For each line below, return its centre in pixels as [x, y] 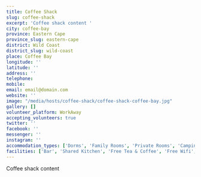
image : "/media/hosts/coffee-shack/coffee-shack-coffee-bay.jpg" [89, 101]
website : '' [21, 95]
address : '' [21, 73]
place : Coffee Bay [29, 56]
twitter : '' [21, 124]
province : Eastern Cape [36, 34]
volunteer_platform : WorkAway [44, 112]
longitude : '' [24, 62]
